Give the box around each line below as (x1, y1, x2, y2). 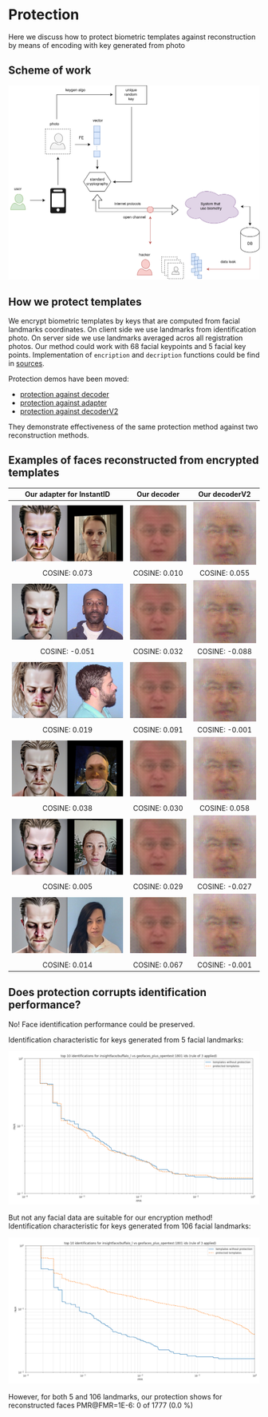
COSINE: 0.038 (42, 804, 93, 813)
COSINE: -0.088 (197, 647, 253, 657)
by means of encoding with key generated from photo (8, 40, 186, 50)
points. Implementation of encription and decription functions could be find (8, 350, 260, 360)
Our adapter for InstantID (25, 490, 110, 499)
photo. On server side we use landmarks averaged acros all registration (8, 333, 243, 343)
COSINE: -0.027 (197, 882, 253, 891)
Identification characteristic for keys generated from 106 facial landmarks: (8, 1221, 251, 1231)
